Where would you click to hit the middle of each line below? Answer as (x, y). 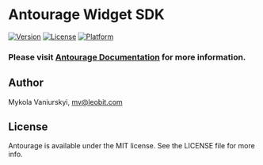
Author (26, 83)
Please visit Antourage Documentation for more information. (127, 57)
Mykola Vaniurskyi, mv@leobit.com (65, 102)
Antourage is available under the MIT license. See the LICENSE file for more (131, 146)
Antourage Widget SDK (86, 15)
